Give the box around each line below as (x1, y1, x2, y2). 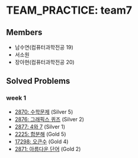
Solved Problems (6, 76, 70, 86)
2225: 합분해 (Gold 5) (14, 130, 66, 137)
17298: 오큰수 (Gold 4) (14, 138, 69, 145)
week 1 (6, 94, 27, 102)
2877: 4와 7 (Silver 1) (14, 123, 66, 130)
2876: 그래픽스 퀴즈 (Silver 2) (14, 115, 85, 122)
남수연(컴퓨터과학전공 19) (14, 44, 74, 50)
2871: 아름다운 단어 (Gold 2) (14, 145, 81, 152)
